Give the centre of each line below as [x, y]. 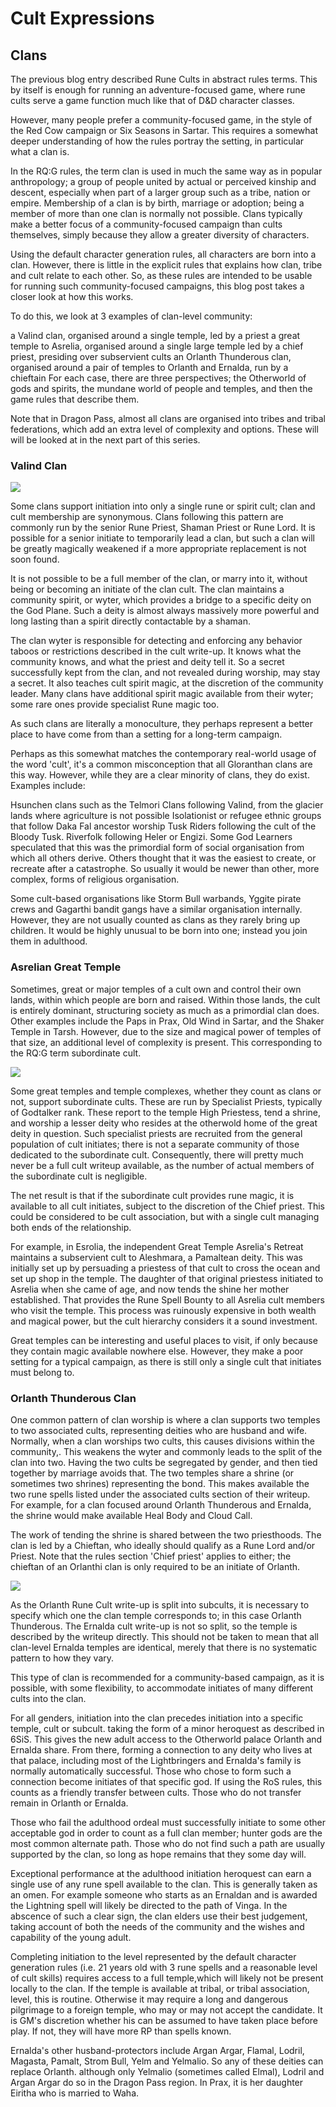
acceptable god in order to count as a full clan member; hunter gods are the [166, 1833]
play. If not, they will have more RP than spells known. [121, 2031]
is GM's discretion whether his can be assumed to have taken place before [164, 2020]
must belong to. [42, 1372]
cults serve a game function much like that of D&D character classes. [152, 100]
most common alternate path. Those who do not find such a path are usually [167, 1843]
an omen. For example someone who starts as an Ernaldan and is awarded [164, 1894]
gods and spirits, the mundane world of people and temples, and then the [161, 388]
